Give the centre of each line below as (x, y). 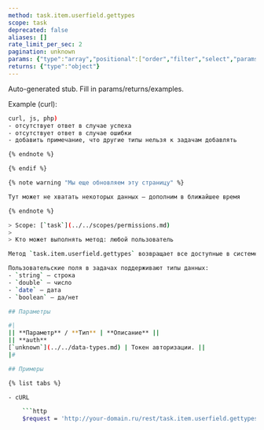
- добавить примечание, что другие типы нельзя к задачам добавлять (123, 140)
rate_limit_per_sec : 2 (45, 45)
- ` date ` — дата (35, 290)
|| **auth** (27, 341)
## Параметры (29, 312)
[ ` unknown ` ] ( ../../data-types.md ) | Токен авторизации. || (107, 348)
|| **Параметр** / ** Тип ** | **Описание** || (84, 333)
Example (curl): (33, 104)
